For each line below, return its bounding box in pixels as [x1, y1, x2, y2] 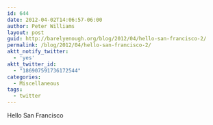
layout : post [7, 29, 45, 36]
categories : [7, 73, 41, 81]
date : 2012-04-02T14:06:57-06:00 [7, 16, 103, 23]
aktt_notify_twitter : [7, 48, 69, 55]
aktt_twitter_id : [7, 61, 57, 68]
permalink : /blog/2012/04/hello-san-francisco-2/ [7, 42, 152, 48]
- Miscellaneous [13, 80, 60, 87]
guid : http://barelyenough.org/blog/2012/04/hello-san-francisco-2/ [7, 36, 207, 42]
